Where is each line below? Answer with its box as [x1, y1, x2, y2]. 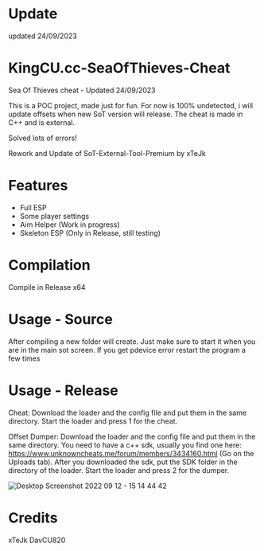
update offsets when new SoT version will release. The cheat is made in [8, 109, 243, 119]
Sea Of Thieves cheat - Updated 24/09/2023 [8, 85, 156, 95]
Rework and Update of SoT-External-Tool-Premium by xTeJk [8, 148, 207, 158]
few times [8, 354, 41, 363]
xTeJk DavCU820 [8, 535, 66, 545]
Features [8, 177, 68, 195]
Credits [8, 509, 58, 526]
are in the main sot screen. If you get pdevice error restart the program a [8, 345, 247, 354]
